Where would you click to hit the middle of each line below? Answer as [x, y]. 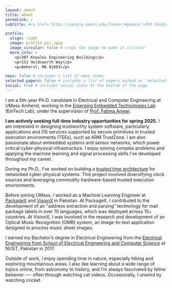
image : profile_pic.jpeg [36, 43]
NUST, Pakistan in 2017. [30, 248]
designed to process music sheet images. [49, 228]
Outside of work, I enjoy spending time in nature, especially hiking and [79, 258]
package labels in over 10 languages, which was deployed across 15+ [79, 211]
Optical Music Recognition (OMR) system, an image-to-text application [80, 222]
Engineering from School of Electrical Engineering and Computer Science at [85, 243]
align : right [24, 38]
